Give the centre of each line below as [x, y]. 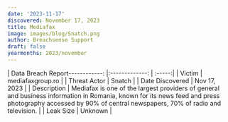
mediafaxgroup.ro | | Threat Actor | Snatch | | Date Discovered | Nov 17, [112, 80]
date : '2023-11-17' [36, 14]
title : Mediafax [31, 27]
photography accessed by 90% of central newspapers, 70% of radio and [114, 103]
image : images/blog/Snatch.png [54, 33]
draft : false [27, 47]
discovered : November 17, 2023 [54, 20]
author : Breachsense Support [50, 40]
